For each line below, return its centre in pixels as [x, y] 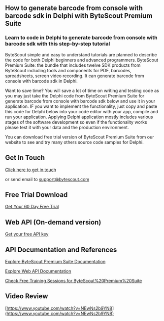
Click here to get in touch [31, 170]
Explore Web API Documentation [38, 271]
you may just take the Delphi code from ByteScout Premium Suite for [75, 95]
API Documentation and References [61, 250]
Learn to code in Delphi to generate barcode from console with [81, 38]
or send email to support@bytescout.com [47, 179]
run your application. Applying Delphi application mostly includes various [79, 117]
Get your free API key [27, 234]
